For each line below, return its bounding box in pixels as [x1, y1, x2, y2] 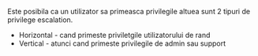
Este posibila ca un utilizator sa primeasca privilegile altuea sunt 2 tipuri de [7, 7, 250, 16]
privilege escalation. [7, 15, 73, 24]
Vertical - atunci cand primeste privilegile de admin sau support [18, 39, 226, 48]
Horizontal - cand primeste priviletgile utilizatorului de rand [18, 31, 211, 39]
